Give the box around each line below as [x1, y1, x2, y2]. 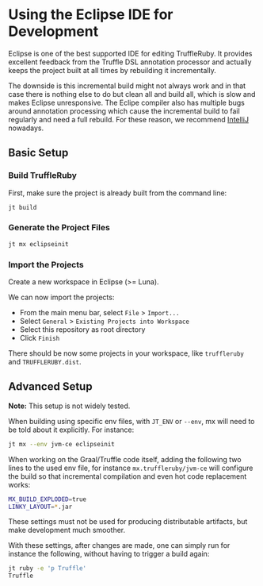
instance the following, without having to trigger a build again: [8, 549, 210, 559]
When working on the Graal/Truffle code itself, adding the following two [8, 454, 242, 464]
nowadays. [8, 123, 44, 133]
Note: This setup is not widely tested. [8, 401, 131, 411]
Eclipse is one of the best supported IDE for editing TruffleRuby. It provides [8, 48, 253, 58]
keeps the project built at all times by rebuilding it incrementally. [8, 65, 216, 75]
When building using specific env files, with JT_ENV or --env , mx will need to [8, 416, 255, 426]
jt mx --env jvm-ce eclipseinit [8, 440, 115, 448]
